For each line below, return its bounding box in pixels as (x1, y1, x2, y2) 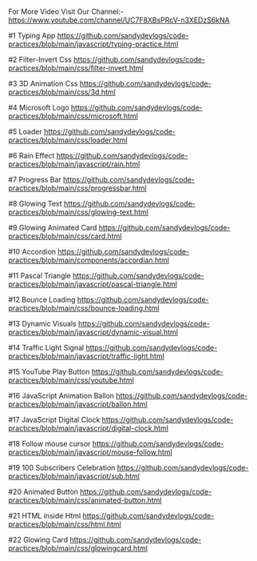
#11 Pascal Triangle (8, 271, 72, 280)
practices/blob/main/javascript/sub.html (8, 471, 140, 481)
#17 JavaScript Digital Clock (8, 415, 101, 424)
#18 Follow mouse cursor (8, 439, 91, 448)
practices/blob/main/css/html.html (8, 519, 121, 529)
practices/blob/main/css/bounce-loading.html (8, 303, 160, 313)
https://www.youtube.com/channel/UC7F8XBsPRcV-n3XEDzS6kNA (8, 15, 230, 25)
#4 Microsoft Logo (8, 103, 69, 112)
